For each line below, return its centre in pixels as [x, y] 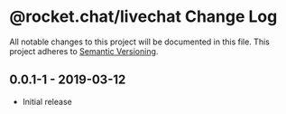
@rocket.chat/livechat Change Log [143, 17]
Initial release [47, 101]
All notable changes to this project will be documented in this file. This [140, 42]
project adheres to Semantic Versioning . [84, 51]
